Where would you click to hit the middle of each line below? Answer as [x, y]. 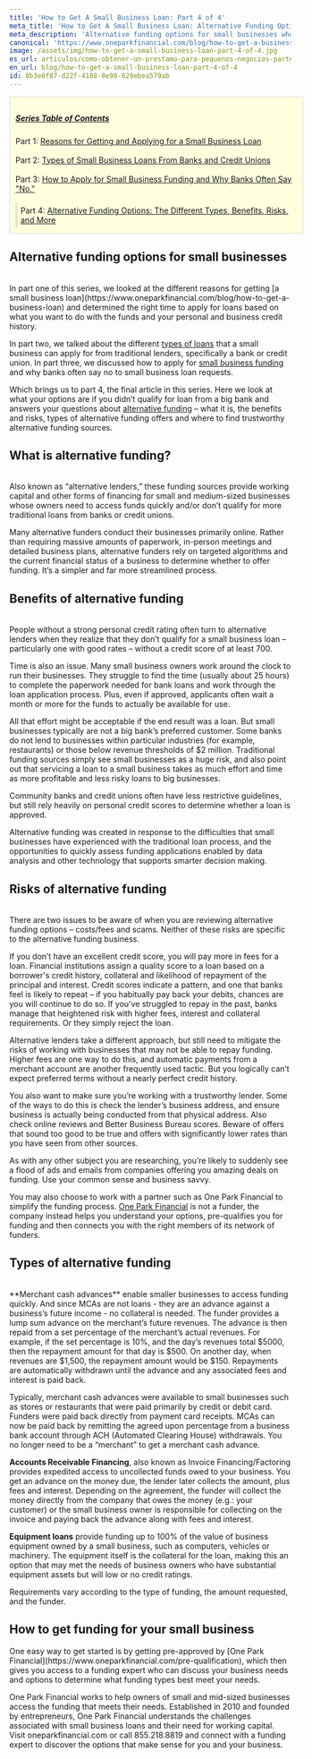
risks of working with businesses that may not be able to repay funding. [141, 1049]
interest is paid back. [48, 1379]
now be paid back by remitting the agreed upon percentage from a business [150, 1425]
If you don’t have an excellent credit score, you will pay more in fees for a [144, 956]
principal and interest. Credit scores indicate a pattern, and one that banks [146, 985]
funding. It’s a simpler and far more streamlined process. [113, 570]
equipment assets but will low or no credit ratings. [101, 1574]
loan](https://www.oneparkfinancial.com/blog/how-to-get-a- [178, 297]
